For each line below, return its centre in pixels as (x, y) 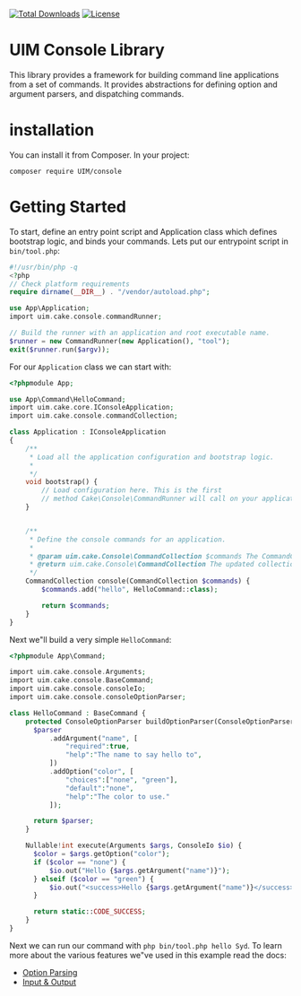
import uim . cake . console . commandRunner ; (86, 317)
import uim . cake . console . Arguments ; (77, 672)
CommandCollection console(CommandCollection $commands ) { (138, 581)
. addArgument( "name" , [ (94, 738)
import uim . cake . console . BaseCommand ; (82, 680)
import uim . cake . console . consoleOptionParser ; (98, 697)
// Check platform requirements (69, 284)
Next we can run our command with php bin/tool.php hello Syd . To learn (146, 945)
